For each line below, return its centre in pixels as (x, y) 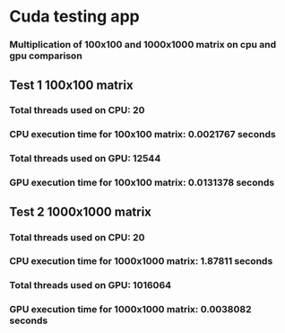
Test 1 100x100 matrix (71, 85)
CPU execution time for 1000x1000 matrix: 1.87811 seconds (141, 261)
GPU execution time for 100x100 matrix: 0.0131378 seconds (142, 183)
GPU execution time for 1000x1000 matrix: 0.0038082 (130, 310)
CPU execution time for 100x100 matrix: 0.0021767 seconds (142, 135)
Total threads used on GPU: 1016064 (91, 285)
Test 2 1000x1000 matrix (81, 211)
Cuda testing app (75, 17)
